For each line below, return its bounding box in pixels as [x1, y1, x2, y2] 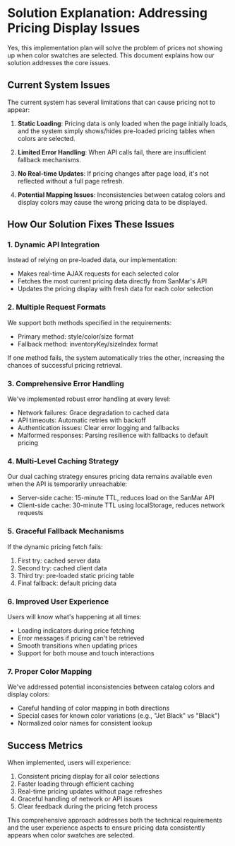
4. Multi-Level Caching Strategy [7, 456, 119, 466]
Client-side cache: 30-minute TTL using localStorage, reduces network [17, 501, 225, 509]
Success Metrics [7, 739, 83, 752]
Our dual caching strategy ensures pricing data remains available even [7, 473, 213, 481]
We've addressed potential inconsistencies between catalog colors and [7, 682, 215, 692]
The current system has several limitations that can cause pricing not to [7, 98, 216, 106]
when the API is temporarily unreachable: [7, 480, 128, 488]
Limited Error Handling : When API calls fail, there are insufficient [17, 147, 207, 157]
